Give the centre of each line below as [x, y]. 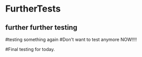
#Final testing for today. [30, 49]
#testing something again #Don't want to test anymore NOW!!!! [71, 39]
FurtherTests [33, 9]
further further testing [41, 27]
